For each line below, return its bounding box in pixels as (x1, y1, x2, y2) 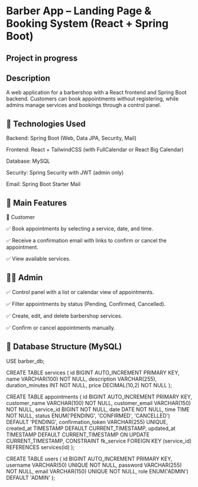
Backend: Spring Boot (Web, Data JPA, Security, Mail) (6, 135, 137, 142)
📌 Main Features (6, 198, 67, 208)
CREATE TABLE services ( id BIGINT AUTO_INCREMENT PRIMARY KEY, (6, 369, 180, 376)
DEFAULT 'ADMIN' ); (6, 474, 56, 481)
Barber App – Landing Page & (6, 4, 152, 18)
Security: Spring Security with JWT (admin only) (6, 169, 124, 176)
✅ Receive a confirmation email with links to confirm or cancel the (6, 237, 167, 244)
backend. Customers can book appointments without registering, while (6, 95, 179, 102)
